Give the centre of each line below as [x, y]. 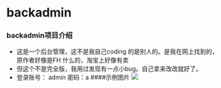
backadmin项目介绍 [39, 36]
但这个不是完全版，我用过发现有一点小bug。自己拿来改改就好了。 [109, 69]
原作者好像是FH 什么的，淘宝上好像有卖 [72, 60]
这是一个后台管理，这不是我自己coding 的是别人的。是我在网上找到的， [117, 52]
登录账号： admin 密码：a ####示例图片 [73, 78]
